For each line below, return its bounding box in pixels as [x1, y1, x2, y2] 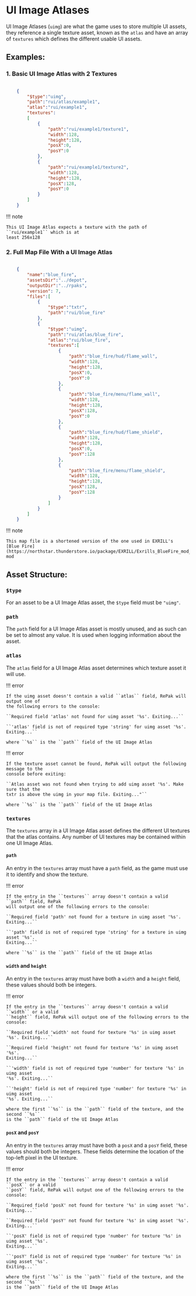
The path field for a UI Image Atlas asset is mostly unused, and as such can [6, 625, 187, 632]
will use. [6, 670, 26, 677]
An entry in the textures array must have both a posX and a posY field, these [6, 1142, 188, 1149]
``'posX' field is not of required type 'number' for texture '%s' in [6, 1233, 181, 1239]
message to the [6, 766, 43, 772]
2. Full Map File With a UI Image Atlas [6, 248, 113, 256]
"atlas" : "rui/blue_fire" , [47, 337, 111, 343]
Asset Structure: [6, 570, 68, 580]
